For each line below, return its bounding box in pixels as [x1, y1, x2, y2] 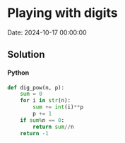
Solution [7, 49, 45, 61]
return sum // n [32, 123, 74, 130]
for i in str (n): [20, 97, 71, 104]
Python [7, 68, 30, 77]
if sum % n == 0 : [20, 116, 65, 124]
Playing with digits [7, 5, 118, 21]
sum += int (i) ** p [32, 104, 83, 111]
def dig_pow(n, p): [7, 84, 65, 91]
